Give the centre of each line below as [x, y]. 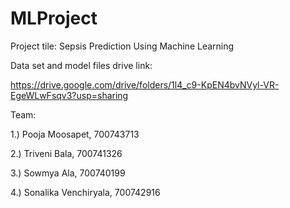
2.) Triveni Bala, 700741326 [66, 153]
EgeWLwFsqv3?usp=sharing [69, 95]
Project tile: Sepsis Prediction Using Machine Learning [122, 46]
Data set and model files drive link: [81, 65]
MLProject [54, 18]
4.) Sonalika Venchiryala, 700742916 [85, 192]
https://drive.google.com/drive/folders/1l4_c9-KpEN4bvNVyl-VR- [145, 84]
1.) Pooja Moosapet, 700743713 [75, 134]
